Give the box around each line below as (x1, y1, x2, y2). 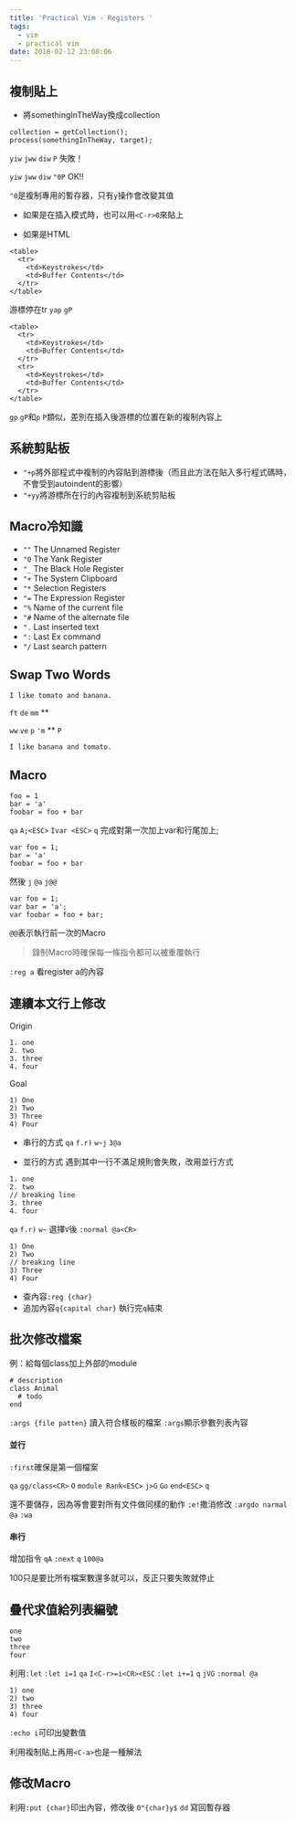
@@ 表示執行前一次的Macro (9, 928, 107, 939)
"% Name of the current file (22, 602, 124, 613)
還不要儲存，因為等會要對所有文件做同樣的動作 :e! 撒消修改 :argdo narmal (9, 1499, 288, 1510)
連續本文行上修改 (9, 995, 106, 1011)
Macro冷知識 (9, 519, 84, 534)
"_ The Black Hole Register (22, 563, 125, 574)
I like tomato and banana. (9, 691, 112, 700)
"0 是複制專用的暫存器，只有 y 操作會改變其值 (9, 189, 174, 201)
